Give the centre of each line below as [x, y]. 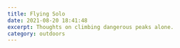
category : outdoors [36, 34]
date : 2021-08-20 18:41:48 [47, 20]
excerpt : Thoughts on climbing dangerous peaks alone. [91, 27]
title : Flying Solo [36, 14]
